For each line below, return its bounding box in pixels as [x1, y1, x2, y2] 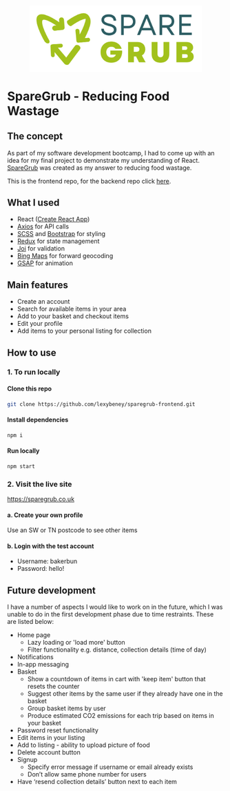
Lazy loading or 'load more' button [27, 638, 125, 647]
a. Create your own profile [7, 511, 83, 519]
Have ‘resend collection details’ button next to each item [17, 778, 178, 786]
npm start [7, 462, 36, 470]
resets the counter [27, 682, 80, 691]
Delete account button [17, 748, 81, 756]
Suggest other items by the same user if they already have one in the [27, 690, 223, 698]
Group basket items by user [27, 704, 107, 712]
